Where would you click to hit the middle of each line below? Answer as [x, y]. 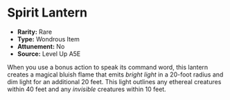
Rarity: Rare [35, 32]
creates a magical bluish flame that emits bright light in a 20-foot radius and [115, 74]
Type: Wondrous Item [48, 39]
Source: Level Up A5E [49, 54]
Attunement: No [41, 46]
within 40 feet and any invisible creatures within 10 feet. [87, 89]
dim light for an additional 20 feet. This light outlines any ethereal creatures [114, 81]
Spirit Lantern [47, 13]
